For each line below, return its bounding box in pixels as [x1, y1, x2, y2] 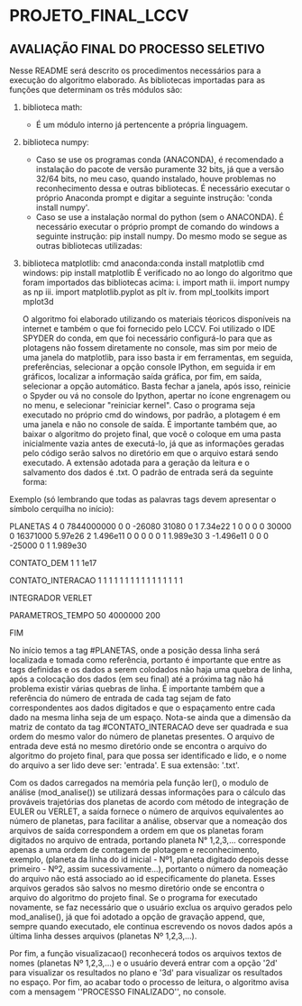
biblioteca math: [22, 102, 83, 113]
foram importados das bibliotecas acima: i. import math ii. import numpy [22, 277, 290, 288]
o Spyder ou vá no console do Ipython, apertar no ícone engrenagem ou [22, 390, 291, 401]
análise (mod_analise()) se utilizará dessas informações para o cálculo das [9, 787, 286, 798]
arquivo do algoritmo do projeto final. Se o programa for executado [9, 892, 259, 902]
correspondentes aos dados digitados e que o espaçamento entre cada [9, 702, 276, 713]
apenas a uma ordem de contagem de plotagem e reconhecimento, [9, 845, 260, 855]
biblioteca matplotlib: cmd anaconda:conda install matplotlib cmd [22, 258, 264, 269]
